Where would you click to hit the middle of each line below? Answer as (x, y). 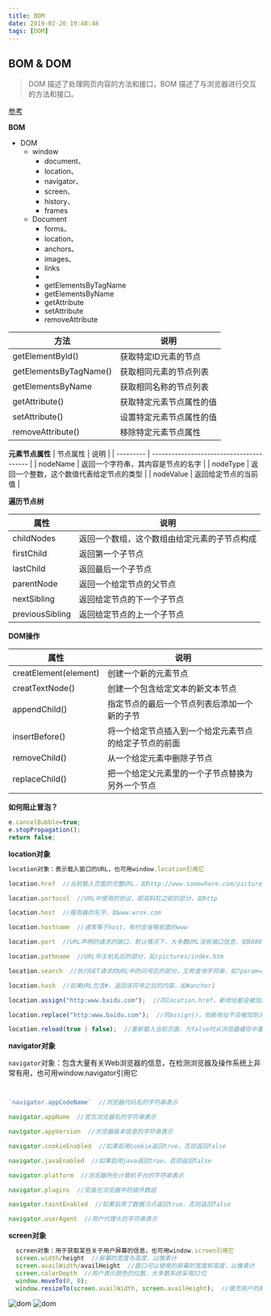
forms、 (57, 229)
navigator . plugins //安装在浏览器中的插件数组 (83, 1190)
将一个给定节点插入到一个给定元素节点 (180, 731)
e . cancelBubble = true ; (45, 823)
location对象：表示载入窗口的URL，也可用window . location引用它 (106, 869)
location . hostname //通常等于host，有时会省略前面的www (98, 928)
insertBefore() (39, 737)
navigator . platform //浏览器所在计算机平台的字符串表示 (96, 1176)
